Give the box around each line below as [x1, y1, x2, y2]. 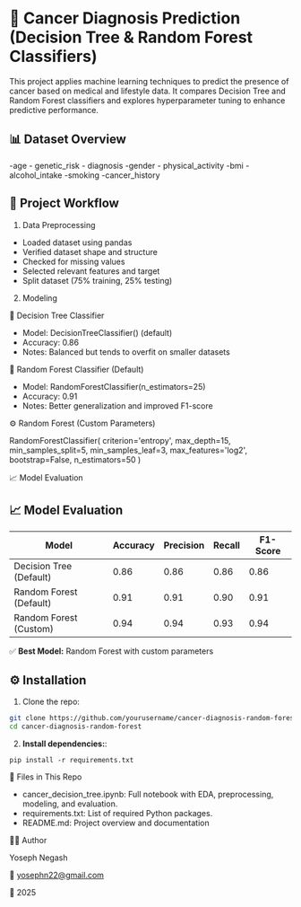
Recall [213, 539, 240, 551]
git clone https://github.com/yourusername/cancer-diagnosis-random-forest [9, 714, 298, 723]
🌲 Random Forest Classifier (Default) [9, 364, 144, 374]
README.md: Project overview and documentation [21, 817, 210, 828]
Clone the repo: [21, 696, 81, 708]
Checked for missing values [21, 256, 125, 267]
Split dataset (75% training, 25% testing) [21, 275, 173, 286]
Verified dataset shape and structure [21, 246, 159, 257]
